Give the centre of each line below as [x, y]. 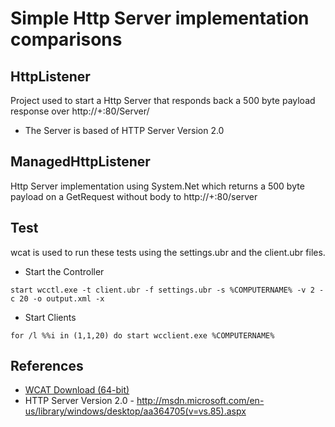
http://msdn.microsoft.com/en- [200, 401]
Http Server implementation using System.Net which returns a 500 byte [157, 186]
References [47, 366]
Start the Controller [64, 271]
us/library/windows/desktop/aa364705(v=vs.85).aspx [135, 411]
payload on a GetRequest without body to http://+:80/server [134, 196]
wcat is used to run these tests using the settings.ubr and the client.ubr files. [168, 252]
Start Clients [50, 317]
